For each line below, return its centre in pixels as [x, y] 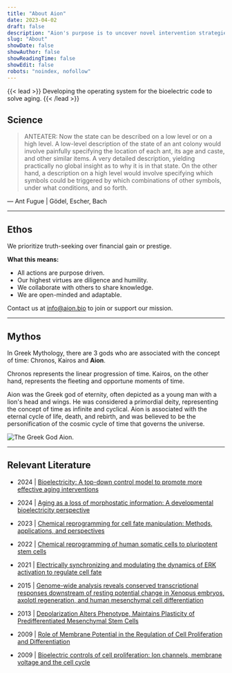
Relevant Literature [49, 466]
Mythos [24, 336]
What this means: [33, 260]
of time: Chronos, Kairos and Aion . [56, 360]
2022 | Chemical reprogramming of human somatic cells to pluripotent [117, 544]
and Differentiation [43, 641]
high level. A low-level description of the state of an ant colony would [123, 144]
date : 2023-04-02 [32, 20]
